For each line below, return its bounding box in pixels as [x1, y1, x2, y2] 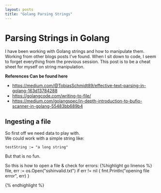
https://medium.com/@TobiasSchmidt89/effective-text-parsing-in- [12, 83, 146, 89]
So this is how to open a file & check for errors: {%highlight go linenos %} [5, 163, 152, 169]
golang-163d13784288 [12, 88, 58, 94]
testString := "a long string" [5, 145, 68, 150]
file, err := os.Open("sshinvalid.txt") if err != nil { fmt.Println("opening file [5, 168, 149, 174]
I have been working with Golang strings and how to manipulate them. [5, 48, 145, 54]
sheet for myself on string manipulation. [5, 64, 85, 70]
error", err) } [5, 173, 30, 179]
